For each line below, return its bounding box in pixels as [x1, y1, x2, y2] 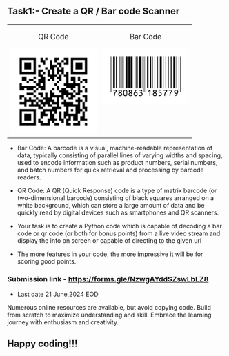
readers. [17, 172, 41, 181]
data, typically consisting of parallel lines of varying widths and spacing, [17, 151, 223, 159]
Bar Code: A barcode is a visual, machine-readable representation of [17, 144, 213, 152]
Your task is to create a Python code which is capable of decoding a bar [17, 221, 222, 230]
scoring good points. [17, 257, 77, 265]
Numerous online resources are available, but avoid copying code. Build [7, 303, 212, 311]
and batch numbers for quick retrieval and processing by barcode [17, 166, 205, 174]
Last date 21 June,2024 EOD [17, 290, 99, 298]
